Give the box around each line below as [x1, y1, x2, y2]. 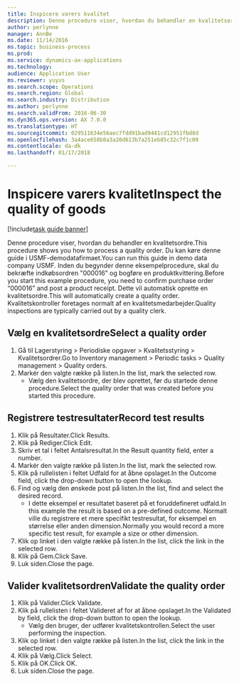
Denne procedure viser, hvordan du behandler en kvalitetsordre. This [7, 238, 208, 247]
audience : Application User [7, 70, 91, 77]
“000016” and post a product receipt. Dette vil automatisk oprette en [7, 284, 208, 292]
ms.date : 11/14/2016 [7, 37, 69, 44]
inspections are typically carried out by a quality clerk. [7, 307, 167, 315]
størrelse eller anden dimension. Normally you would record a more [28, 521, 224, 530]
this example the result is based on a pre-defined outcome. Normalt [28, 506, 228, 515]
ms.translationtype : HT [7, 122, 78, 130]
